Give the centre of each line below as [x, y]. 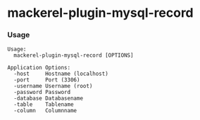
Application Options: [39, 68]
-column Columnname [45, 111]
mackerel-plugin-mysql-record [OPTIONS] [74, 55]
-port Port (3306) [47, 80]
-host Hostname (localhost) [61, 74]
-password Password [42, 93]
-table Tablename [44, 105]
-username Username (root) [53, 86]
